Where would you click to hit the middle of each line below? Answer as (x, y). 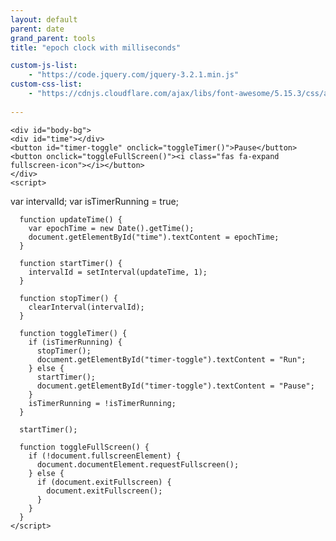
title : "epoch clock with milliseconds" (96, 47)
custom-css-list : (46, 84)
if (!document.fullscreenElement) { (105, 456)
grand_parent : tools (53, 38)
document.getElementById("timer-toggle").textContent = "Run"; (171, 359)
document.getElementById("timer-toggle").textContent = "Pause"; (175, 386)
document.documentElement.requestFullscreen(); (138, 464)
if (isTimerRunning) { (75, 342)
